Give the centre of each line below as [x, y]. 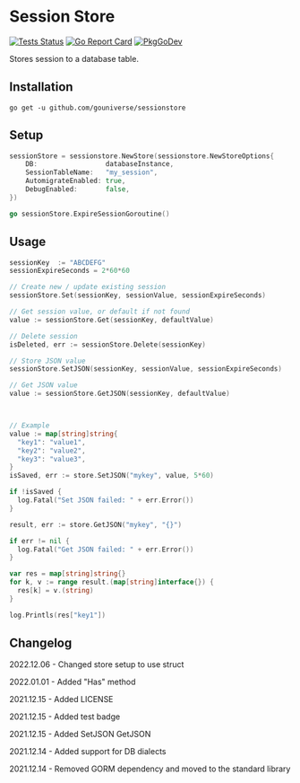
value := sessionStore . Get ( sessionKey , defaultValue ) [112, 320]
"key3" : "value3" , [52, 459]
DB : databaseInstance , [100, 164]
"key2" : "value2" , [52, 451]
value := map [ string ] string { [64, 434]
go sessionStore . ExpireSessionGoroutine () [90, 214]
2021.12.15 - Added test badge [65, 717]
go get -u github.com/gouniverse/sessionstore [98, 108]
